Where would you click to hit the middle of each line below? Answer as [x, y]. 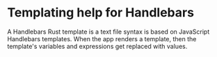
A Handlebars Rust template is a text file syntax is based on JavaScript [108, 32]
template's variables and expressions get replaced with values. [97, 46]
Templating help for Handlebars [101, 13]
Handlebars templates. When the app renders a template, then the [102, 38]
